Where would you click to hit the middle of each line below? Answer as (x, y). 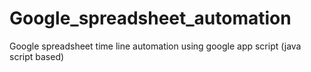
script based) (37, 56)
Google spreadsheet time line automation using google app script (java (155, 46)
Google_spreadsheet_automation (150, 18)
